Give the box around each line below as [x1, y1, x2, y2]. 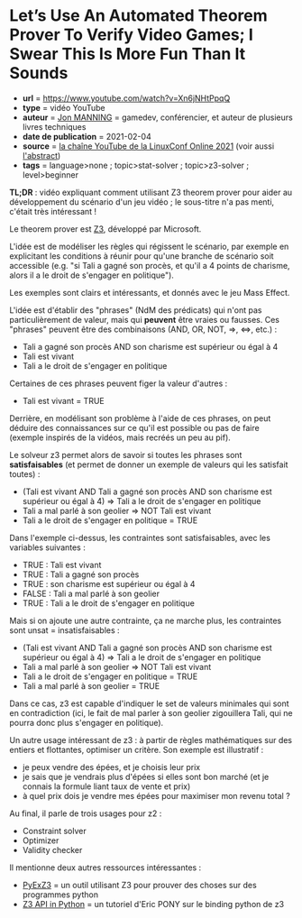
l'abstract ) [22, 150, 61, 161]
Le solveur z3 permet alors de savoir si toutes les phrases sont [9, 449, 243, 460]
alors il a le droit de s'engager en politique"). [9, 270, 174, 280]
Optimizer [22, 835, 59, 846]
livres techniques [22, 121, 87, 132]
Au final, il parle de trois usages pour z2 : [9, 808, 162, 819]
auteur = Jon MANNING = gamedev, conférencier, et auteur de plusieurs [22, 112, 293, 123]
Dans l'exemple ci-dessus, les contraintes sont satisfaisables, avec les [9, 532, 270, 543]
